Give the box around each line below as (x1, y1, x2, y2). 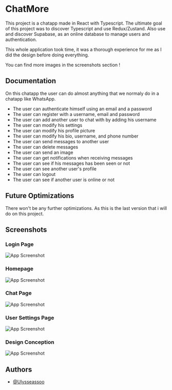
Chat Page (5, 289, 32, 297)
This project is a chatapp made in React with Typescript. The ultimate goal (5, 20, 163, 26)
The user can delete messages (12, 144, 79, 150)
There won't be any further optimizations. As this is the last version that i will (5, 205, 167, 211)
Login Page (5, 241, 34, 248)
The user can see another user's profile (12, 165, 97, 172)
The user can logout (12, 171, 56, 177)
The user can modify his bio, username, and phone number (12, 133, 139, 139)
